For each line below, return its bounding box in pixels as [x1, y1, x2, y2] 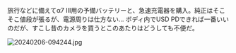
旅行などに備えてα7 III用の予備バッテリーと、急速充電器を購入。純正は [7, 6, 213, 14]
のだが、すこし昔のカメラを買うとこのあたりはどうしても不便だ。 [7, 24, 199, 32]
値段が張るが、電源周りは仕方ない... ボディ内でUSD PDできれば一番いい [19, 15, 230, 23]
